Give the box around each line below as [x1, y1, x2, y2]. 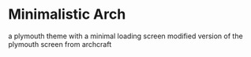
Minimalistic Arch [8, 5, 126, 23]
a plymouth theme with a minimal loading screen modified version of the [8, 31, 243, 41]
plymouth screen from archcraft [8, 39, 112, 48]
